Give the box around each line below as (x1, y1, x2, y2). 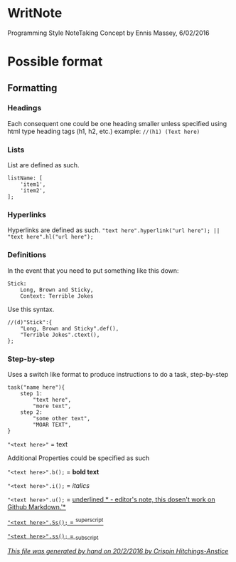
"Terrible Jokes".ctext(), (20, 331, 100, 338)
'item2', (20, 187, 46, 194)
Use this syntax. (7, 305, 55, 313)
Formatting (7, 82, 58, 94)
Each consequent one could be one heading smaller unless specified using (7, 119, 227, 128)
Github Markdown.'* (7, 503, 66, 511)
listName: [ (7, 175, 43, 182)
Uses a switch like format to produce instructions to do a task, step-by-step (7, 370, 229, 378)
